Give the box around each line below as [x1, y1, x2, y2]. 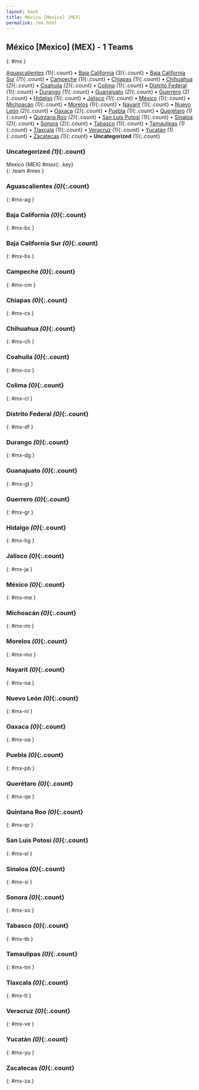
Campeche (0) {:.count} [6, 268, 76, 276]
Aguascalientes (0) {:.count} [6, 182, 90, 191]
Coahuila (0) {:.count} [6, 353, 70, 361]
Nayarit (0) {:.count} [6, 665, 66, 674]
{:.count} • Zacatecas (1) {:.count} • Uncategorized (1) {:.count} [6, 132, 161, 140]
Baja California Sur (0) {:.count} [6, 239, 98, 247]
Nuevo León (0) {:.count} [6, 694, 79, 702]
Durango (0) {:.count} [6, 438, 69, 447]
